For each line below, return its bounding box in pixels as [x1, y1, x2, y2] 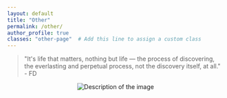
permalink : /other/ [7, 23, 63, 30]
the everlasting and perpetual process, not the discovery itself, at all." [23, 62, 221, 70]
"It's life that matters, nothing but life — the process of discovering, [23, 55, 215, 63]
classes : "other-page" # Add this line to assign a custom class [7, 36, 202, 43]
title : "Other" [7, 17, 51, 23]
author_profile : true [7, 29, 69, 37]
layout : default [7, 10, 54, 17]
